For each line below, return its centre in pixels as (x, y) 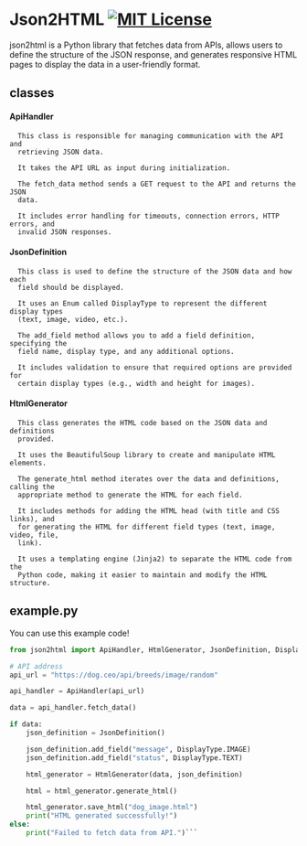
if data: (26, 724)
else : (20, 825)
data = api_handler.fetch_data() (73, 708)
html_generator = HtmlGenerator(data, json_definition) (135, 774)
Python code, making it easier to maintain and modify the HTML (143, 575)
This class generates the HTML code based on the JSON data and (143, 423)
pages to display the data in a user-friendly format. (105, 64)
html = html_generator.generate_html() (102, 791)
